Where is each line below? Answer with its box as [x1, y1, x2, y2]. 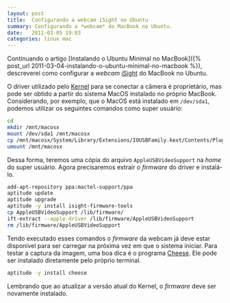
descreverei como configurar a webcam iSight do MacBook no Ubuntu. [7, 69, 208, 78]
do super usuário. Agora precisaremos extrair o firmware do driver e [7, 163, 200, 171]
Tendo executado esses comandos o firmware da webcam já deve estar [7, 234, 211, 243]
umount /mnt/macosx [7, 143, 63, 150]
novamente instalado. [7, 289, 68, 298]
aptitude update [7, 190, 53, 197]
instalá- [201, 163, 223, 171]
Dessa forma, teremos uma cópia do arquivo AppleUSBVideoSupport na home [7, 155, 222, 164]
